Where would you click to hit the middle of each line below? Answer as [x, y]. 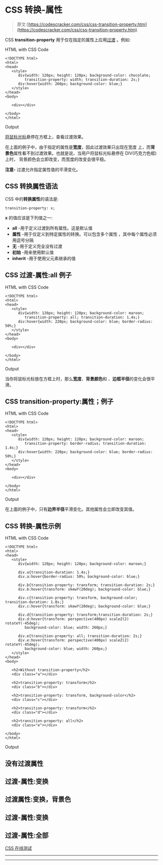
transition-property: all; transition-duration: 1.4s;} [82, 317]
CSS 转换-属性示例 [33, 526]
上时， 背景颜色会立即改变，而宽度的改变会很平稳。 [57, 159]
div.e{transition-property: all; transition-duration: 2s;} [80, 636]
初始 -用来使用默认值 [33, 252]
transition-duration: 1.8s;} [34, 602]
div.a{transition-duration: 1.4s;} [54, 572]
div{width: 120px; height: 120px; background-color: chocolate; [84, 75]
